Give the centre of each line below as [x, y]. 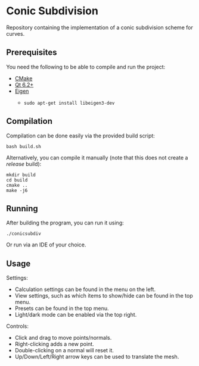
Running [22, 209]
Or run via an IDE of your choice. [46, 245]
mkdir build [21, 175]
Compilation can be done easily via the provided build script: [80, 136]
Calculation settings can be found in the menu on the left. [85, 289]
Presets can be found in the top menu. [62, 308]
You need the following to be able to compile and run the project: [86, 67]
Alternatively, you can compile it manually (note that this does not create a [97, 157]
